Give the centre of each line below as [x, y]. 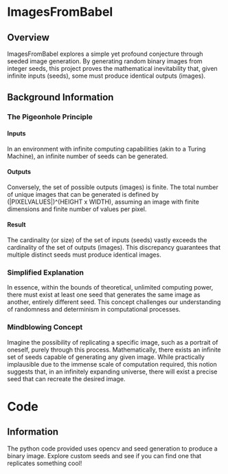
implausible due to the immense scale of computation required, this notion [112, 364]
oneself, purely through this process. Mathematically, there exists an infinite [114, 349]
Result [16, 225]
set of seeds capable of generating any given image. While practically [106, 357]
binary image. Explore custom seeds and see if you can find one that [104, 455]
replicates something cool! [45, 463]
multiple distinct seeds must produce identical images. [84, 255]
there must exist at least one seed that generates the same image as [104, 295]
